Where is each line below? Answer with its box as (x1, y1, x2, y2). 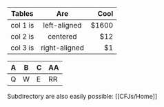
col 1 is (10, 21, 34, 30)
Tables (11, 9, 34, 18)
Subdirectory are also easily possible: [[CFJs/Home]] (7, 93, 157, 100)
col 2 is (10, 32, 34, 41)
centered (48, 32, 77, 41)
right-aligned (40, 43, 84, 52)
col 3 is (10, 43, 34, 52)
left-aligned (43, 21, 82, 30)
